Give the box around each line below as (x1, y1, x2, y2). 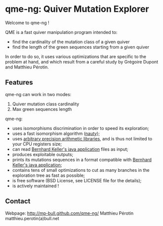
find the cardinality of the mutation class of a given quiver (12, 38, 130, 45)
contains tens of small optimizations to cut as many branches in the (12, 167, 150, 173)
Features (5, 78, 33, 87)
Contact (5, 197, 31, 205)
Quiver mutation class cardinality (12, 101, 80, 107)
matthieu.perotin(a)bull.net (5, 215, 59, 221)
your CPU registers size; (12, 141, 62, 147)
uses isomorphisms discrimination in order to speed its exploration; (12, 125, 149, 131)
